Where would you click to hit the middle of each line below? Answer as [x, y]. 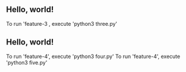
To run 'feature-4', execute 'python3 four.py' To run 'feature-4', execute [93, 56]
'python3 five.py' [27, 62]
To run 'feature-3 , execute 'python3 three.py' [62, 23]
